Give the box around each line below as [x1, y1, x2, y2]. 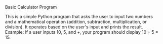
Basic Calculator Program [5, 4, 57, 10]
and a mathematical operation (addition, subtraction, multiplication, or [5, 19, 147, 24]
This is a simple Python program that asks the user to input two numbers [5, 14, 153, 19]
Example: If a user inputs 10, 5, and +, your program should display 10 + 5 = [5, 29, 159, 35]
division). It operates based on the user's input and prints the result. [5, 24, 143, 30]
